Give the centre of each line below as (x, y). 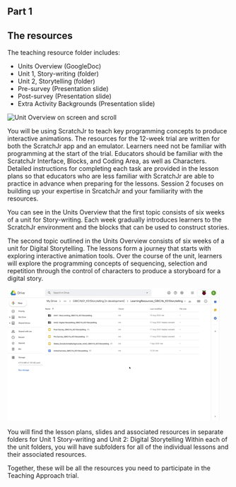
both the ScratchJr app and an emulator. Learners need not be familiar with (117, 146)
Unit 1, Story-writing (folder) (58, 74)
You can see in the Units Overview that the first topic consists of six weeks (116, 212)
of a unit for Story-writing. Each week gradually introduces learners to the (114, 220)
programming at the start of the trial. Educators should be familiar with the (115, 154)
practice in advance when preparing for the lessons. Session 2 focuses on (116, 184)
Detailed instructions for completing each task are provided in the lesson (113, 169)
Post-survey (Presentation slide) (64, 96)
